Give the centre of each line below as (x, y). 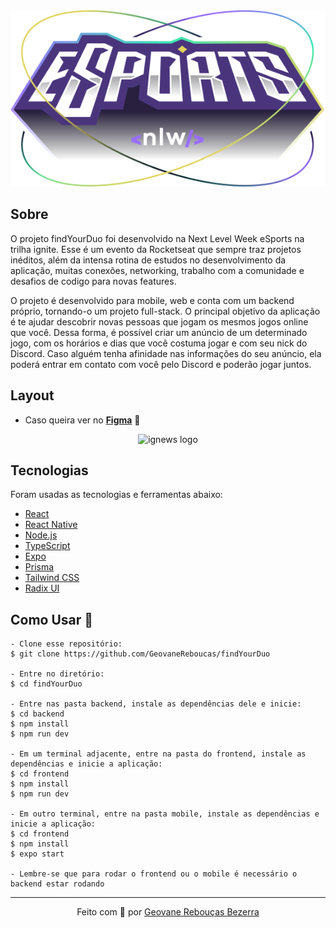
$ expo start (37, 854)
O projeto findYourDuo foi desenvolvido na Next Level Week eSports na (157, 238)
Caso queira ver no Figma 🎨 (82, 420)
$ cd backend (37, 714)
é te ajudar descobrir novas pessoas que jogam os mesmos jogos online (159, 321)
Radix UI (42, 588)
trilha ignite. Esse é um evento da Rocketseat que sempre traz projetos (156, 249)
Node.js (41, 535)
